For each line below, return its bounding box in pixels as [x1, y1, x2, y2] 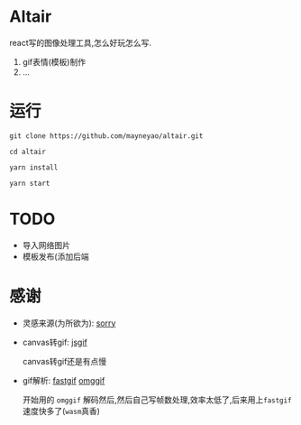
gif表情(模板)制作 [22, 56, 87, 67]
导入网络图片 [22, 239, 70, 250]
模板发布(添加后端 [22, 251, 89, 262]
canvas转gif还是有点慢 [22, 356, 107, 366]
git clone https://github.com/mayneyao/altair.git [9, 131, 204, 141]
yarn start [9, 179, 50, 188]
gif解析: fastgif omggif [22, 374, 105, 385]
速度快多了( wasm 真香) [22, 405, 101, 416]
